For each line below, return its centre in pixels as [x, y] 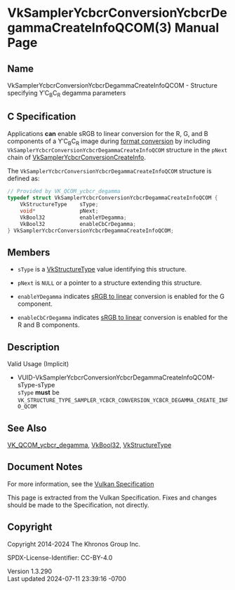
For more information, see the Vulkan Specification [81, 484]
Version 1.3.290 [30, 571]
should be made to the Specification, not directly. [78, 505]
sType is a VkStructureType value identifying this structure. [102, 269]
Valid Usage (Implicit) [38, 364]
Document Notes [45, 467]
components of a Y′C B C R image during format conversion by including [109, 142]
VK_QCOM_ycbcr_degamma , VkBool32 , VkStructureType [89, 445]
